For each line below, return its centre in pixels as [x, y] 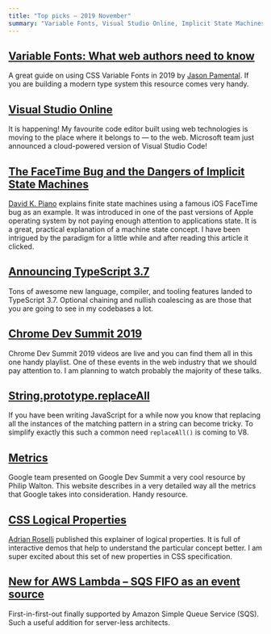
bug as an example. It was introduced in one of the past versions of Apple [131, 212]
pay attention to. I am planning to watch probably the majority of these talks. [135, 370]
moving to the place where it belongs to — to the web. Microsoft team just [131, 137]
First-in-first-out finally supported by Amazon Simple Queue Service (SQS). [134, 614]
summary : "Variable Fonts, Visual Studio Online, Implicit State [120, 23]
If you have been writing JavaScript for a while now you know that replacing [134, 415]
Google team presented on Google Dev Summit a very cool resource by [127, 477]
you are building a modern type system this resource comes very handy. [129, 84]
